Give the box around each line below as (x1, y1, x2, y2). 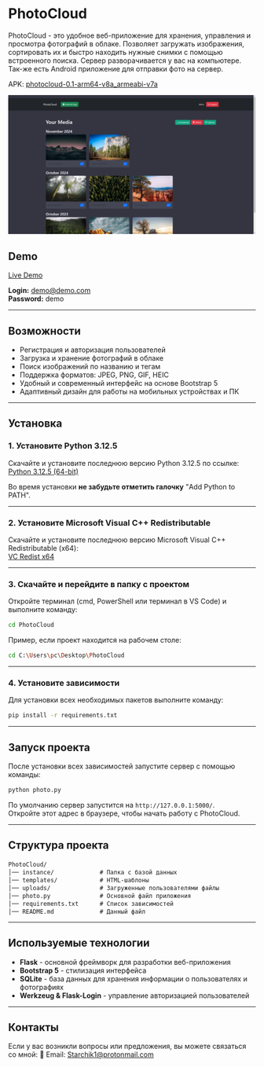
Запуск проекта (8, 740, 90, 754)
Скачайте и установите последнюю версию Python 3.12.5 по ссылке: (8, 458, 240, 467)
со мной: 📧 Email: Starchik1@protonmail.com (8, 1050, 155, 1059)
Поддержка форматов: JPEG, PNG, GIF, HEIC (19, 370, 169, 379)
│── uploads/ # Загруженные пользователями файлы (8, 884, 220, 892)
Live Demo (8, 270, 43, 280)
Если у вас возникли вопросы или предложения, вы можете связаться (8, 1042, 247, 1051)
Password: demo (8, 294, 64, 303)
